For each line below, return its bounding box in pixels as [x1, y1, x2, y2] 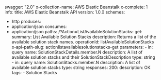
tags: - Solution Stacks [11, 70, 57, 75]
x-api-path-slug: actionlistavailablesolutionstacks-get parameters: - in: [11, 44, 153, 50]
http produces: [11, 19, 42, 24]
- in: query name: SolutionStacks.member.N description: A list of [11, 60, 141, 65]
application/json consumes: [11, 24, 67, 29]
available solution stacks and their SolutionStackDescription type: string [11, 54, 156, 60]
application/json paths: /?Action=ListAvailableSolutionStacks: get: [11, 29, 143, 34]
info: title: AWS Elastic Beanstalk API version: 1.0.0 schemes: [4, 9, 125, 15]
